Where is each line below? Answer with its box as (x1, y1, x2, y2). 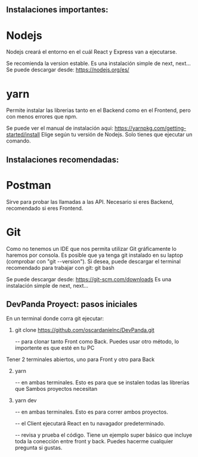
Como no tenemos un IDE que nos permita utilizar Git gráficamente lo (6, 245, 177, 252)
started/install (6, 131, 40, 138)
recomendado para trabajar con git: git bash (6, 264, 115, 271)
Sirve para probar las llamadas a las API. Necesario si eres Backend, (6, 198, 174, 205)
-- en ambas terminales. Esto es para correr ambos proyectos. (14, 408, 168, 416)
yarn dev (14, 397, 37, 404)
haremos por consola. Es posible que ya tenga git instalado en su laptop (6, 251, 183, 259)
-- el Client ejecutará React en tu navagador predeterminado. (14, 420, 165, 427)
